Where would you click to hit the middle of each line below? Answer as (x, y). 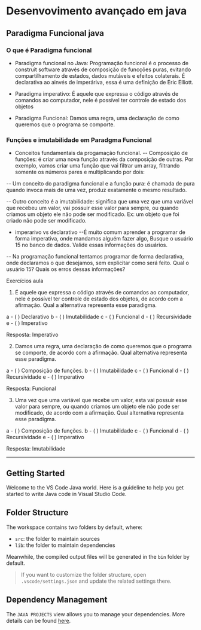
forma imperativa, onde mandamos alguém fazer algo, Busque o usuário (104, 239)
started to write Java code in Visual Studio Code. (66, 494)
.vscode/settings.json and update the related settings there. (96, 581)
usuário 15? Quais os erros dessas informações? (66, 269)
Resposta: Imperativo (32, 335)
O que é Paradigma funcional (49, 50)
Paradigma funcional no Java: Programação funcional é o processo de (102, 63)
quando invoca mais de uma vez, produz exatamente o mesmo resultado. (97, 190)
